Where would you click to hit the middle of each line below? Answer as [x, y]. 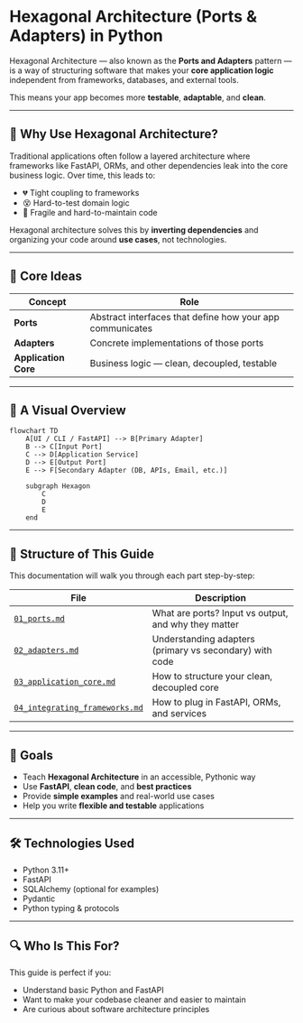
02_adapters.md [46, 650]
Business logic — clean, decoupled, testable [184, 363]
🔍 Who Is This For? [64, 946]
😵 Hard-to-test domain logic [76, 203]
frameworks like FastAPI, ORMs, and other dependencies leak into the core [149, 165]
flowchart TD [34, 431]
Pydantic [39, 899]
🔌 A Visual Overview [68, 410]
